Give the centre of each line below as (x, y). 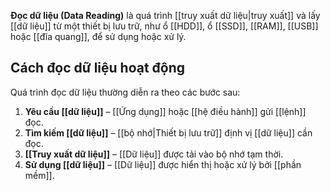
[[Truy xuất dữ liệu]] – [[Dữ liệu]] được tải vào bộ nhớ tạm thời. (154, 154)
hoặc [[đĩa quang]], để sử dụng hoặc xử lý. (98, 36)
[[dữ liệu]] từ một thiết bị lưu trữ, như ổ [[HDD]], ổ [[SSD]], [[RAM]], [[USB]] (164, 26)
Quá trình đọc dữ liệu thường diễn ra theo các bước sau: (125, 92)
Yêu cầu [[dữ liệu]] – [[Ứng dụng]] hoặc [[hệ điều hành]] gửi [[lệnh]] (165, 111)
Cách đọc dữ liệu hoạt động (98, 68)
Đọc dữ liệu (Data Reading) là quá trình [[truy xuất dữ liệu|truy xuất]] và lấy (165, 15)
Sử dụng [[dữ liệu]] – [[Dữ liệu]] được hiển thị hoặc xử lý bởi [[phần (163, 164)
